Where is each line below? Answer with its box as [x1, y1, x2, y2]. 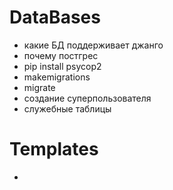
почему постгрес [23, 49, 99, 61]
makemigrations [23, 71, 91, 83]
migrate [23, 81, 56, 93]
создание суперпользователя [23, 92, 152, 104]
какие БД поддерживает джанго [23, 39, 164, 51]
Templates [9, 138, 99, 161]
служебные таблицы [23, 102, 112, 115]
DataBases [9, 6, 101, 29]
